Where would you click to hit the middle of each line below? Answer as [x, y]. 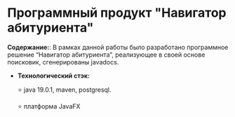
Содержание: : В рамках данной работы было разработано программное [118, 47]
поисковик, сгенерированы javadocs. [63, 62]
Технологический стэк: [53, 76]
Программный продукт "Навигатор [117, 13]
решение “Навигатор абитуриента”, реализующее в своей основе [106, 55]
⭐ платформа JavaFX [49, 106]
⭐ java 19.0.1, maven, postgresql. [64, 90]
